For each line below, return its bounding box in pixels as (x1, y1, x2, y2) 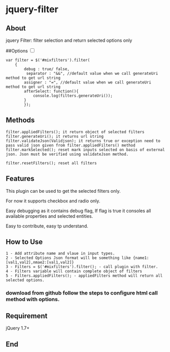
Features (6, 174, 35, 183)
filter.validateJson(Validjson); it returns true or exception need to (6, 138, 160, 143)
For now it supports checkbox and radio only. (6, 197, 100, 204)
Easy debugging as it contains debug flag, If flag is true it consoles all (6, 208, 151, 214)
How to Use (6, 238, 43, 246)
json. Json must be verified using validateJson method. (6, 152, 129, 157)
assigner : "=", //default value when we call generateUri (24, 80, 152, 85)
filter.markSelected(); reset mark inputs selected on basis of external (6, 147, 165, 152)
